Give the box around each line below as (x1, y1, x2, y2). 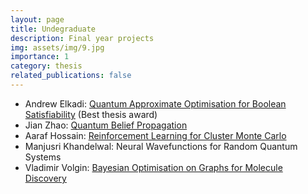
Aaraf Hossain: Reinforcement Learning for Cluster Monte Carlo (24, 129, 287, 141)
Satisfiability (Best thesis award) (24, 108, 158, 120)
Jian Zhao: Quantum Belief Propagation (24, 119, 188, 131)
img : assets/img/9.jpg (10, 42, 105, 53)
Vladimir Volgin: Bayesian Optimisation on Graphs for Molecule (24, 161, 283, 173)
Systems (24, 151, 62, 163)
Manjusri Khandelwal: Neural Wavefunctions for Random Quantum (24, 140, 298, 152)
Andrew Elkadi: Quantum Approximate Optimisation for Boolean (24, 97, 287, 110)
